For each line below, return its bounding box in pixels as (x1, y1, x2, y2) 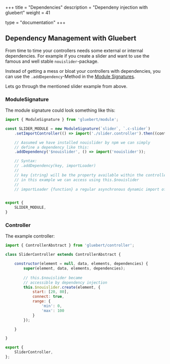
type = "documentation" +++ (5, 20, 66, 25)
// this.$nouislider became (23, 275, 82, 280)
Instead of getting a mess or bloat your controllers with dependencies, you (5, 68, 161, 74)
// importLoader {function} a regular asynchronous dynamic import (14, 187, 159, 192)
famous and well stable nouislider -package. (5, 58, 99, 64)
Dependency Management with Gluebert (5, 34, 137, 42)
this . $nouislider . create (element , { (23, 285, 101, 290)
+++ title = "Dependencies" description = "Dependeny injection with (5, 5, 148, 10)
